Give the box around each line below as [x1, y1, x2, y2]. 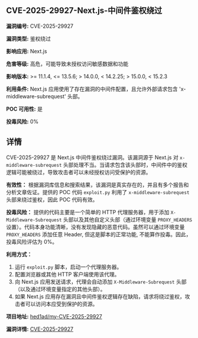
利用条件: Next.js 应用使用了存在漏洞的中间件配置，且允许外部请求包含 [6, 85, 178, 92]
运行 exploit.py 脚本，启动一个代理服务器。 [14, 263, 122, 271]
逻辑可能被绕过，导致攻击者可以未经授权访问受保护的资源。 [6, 168, 151, 176]
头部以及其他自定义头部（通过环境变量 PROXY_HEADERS [63, 215, 193, 223]
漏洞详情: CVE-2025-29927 [6, 325, 74, 333]
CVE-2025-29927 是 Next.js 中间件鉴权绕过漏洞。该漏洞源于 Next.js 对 [6, 153, 178, 161]
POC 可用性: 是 [6, 105, 43, 112]
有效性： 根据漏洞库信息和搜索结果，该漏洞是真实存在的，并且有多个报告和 [6, 181, 189, 188]
